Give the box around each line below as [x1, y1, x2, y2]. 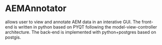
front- [141, 19, 154, 25]
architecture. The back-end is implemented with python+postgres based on [5, 29, 156, 35]
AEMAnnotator [5, 3, 67, 14]
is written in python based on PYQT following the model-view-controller [14, 24, 158, 30]
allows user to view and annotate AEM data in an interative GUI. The [5, 19, 141, 25]
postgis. [5, 34, 21, 40]
